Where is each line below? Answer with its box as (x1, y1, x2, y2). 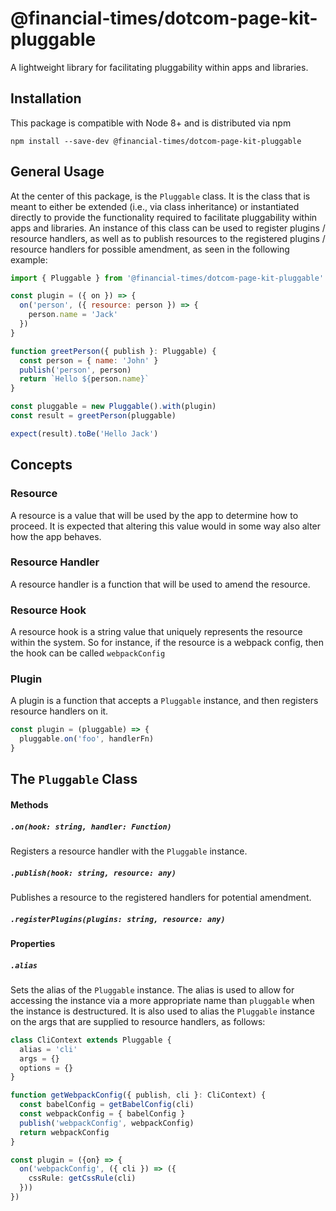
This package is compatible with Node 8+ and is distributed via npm (10, 117, 292, 129)
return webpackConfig (19, 1127, 110, 1137)
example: (10, 253, 48, 266)
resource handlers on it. (10, 705, 109, 717)
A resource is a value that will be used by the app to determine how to (10, 509, 299, 521)
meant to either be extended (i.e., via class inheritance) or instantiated (10, 200, 300, 212)
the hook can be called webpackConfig (10, 647, 166, 659)
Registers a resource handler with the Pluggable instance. (10, 845, 248, 857)
